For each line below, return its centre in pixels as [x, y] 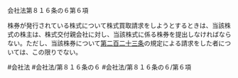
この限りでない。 [57, 52]
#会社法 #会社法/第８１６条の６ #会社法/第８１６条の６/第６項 [99, 67]
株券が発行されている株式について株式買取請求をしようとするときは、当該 [116, 26]
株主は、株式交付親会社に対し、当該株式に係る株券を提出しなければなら [125, 34]
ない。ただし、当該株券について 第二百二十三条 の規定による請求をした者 [113, 43]
